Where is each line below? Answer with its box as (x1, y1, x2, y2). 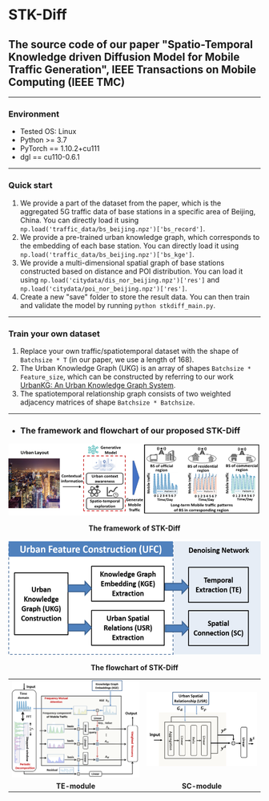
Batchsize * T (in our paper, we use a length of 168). (19, 355, 195, 364)
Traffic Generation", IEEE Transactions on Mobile (8, 63, 256, 76)
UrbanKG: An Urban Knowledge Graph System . (19, 380, 176, 390)
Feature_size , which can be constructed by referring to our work (19, 372, 234, 381)
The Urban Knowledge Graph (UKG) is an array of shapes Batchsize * (19, 363, 252, 372)
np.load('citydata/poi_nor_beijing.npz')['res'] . (19, 283, 188, 293)
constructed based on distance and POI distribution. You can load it (19, 266, 243, 276)
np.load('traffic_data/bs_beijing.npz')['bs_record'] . (19, 223, 206, 234)
